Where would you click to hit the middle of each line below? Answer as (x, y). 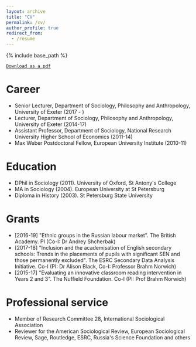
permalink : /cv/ (26, 22)
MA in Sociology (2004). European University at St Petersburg (90, 189)
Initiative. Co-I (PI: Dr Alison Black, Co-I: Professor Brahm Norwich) (95, 266)
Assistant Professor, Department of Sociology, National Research (93, 130)
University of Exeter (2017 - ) (49, 111)
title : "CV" (20, 17)
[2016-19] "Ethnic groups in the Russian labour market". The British (95, 235)
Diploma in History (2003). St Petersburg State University (84, 195)
